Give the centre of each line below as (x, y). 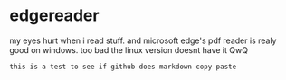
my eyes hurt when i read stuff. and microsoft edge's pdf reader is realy (143, 40)
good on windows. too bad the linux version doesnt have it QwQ (129, 49)
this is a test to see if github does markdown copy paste (123, 67)
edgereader (54, 16)
